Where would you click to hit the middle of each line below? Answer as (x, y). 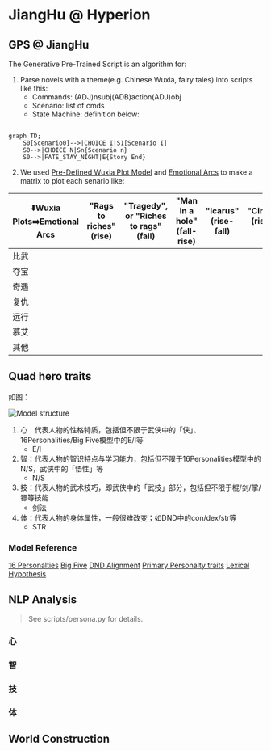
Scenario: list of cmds (68, 105)
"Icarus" (222, 211)
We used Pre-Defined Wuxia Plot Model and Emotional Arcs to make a (136, 172)
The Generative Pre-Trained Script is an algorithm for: (98, 64)
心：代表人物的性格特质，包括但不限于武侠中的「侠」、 (110, 429)
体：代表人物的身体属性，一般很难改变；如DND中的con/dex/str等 (128, 517)
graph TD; (25, 136)
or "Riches (146, 216)
